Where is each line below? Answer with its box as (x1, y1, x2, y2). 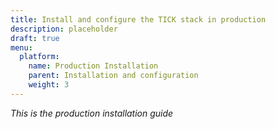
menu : (10, 42, 33, 53)
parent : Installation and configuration (28, 71, 199, 81)
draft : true (10, 33, 60, 43)
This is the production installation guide (10, 107, 174, 119)
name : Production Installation (28, 61, 159, 71)
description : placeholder (10, 24, 118, 34)
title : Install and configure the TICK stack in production (10, 14, 267, 25)
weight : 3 (28, 80, 70, 90)
